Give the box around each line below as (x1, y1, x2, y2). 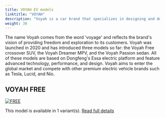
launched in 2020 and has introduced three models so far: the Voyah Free (5, 45, 155, 51)
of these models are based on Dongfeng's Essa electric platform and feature (5, 55, 160, 61)
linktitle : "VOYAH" (5, 12, 45, 17)
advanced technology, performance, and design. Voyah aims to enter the (5, 60, 153, 66)
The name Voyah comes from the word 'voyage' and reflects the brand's (5, 34, 152, 40)
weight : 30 (5, 21, 27, 26)
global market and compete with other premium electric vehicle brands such (5, 66, 160, 72)
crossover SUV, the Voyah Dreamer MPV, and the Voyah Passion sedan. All (5, 50, 157, 56)
